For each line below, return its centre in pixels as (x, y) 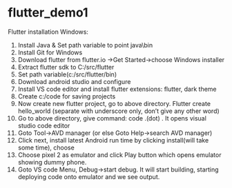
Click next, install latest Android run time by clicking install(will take (113, 140)
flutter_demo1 (48, 13)
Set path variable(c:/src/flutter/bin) (67, 74)
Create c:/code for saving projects (67, 96)
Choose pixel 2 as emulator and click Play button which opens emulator (119, 155)
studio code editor (44, 125)
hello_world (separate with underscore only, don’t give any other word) (118, 111)
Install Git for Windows (50, 52)
